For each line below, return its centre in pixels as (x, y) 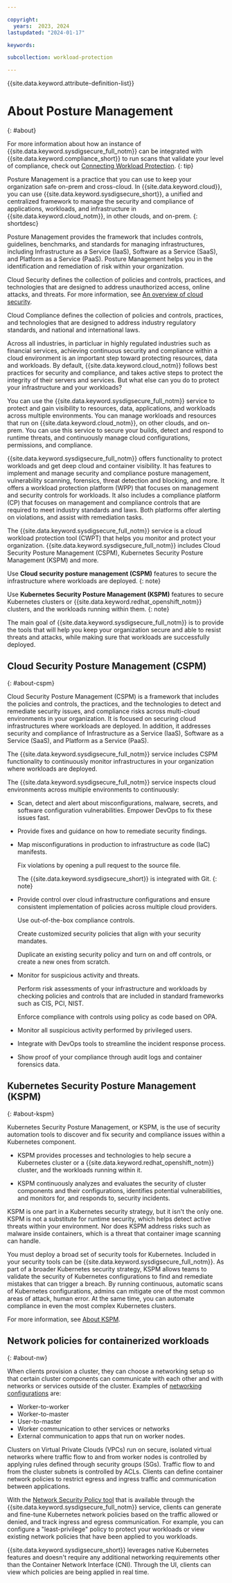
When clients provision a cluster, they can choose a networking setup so (111, 1371)
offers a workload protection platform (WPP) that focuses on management (113, 488)
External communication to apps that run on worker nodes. (101, 1436)
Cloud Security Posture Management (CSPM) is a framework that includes (113, 696)
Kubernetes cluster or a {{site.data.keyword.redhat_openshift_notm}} (116, 1162)
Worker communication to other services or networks (93, 1429)
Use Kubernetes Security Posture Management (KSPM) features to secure (115, 594)
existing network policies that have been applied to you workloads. (102, 1536)
